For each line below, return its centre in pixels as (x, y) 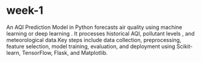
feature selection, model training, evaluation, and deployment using (91, 46)
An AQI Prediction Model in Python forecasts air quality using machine (94, 27)
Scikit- (185, 46)
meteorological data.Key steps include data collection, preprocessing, (94, 40)
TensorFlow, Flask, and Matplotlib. (65, 52)
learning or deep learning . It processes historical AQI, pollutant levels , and (100, 33)
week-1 (25, 11)
